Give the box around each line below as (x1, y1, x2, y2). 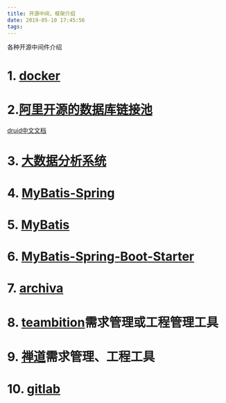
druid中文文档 (7, 126, 47, 134)
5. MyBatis (7, 217, 70, 233)
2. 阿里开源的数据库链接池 (7, 101, 153, 117)
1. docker (7, 67, 61, 83)
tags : (7, 23, 23, 30)
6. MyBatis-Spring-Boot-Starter (7, 249, 195, 265)
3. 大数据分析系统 (7, 153, 107, 169)
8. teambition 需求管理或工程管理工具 (7, 314, 219, 330)
